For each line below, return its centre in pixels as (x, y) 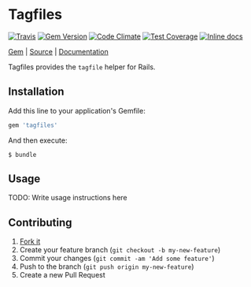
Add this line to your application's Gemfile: (77, 110)
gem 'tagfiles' (33, 125)
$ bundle (22, 155)
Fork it (30, 241)
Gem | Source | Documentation (58, 51)
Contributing (40, 222)
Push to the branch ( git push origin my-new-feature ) (107, 266)
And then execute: (38, 140)
